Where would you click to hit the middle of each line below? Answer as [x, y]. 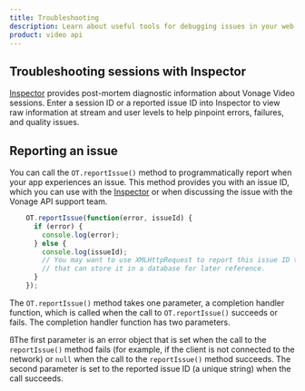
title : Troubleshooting [54, 18]
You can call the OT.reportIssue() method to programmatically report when [151, 172]
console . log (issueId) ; [85, 252]
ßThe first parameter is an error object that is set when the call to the [138, 339]
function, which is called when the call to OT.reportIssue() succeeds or [144, 312]
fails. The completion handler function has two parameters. [120, 322]
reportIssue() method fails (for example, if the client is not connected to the [152, 349]
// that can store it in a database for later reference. [154, 269]
